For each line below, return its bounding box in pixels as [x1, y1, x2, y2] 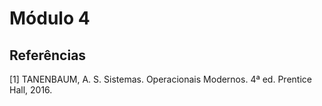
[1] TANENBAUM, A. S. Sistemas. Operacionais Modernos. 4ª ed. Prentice [9, 73, 312, 85]
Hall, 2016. [9, 84, 53, 96]
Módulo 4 [9, 7, 91, 30]
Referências [9, 47, 87, 64]
